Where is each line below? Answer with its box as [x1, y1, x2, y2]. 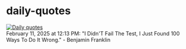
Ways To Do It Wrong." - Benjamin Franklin [6, 36, 111, 43]
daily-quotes [6, 4, 71, 18]
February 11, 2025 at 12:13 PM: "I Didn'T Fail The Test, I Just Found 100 [6, 30, 180, 37]
